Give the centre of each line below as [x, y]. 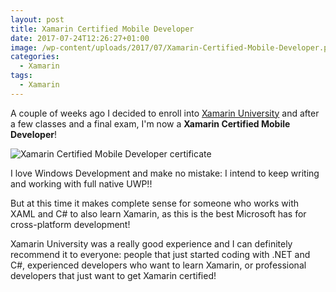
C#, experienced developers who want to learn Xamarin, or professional [158, 265]
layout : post [37, 19]
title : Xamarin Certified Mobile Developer [102, 29]
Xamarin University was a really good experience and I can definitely [151, 243]
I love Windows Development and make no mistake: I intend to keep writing [165, 173]
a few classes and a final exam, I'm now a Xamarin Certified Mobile [150, 123]
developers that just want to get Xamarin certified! [113, 275]
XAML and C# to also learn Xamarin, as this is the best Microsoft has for [158, 213]
